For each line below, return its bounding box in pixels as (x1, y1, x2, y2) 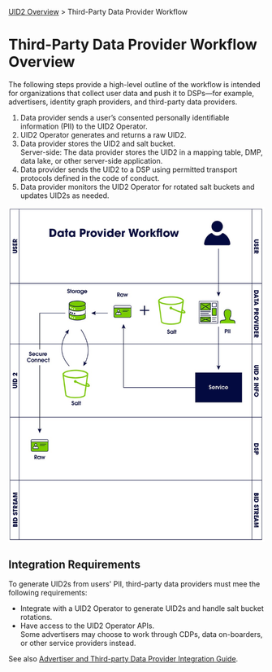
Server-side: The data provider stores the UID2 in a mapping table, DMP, (19, 147, 264, 157)
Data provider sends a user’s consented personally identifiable (19, 112, 230, 122)
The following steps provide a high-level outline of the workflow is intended (8, 79, 261, 89)
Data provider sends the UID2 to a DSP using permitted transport (19, 165, 238, 174)
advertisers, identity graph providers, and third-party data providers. (8, 97, 238, 107)
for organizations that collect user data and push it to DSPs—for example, (8, 88, 254, 98)
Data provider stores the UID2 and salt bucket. (19, 138, 176, 148)
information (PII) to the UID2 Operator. (19, 121, 148, 131)
